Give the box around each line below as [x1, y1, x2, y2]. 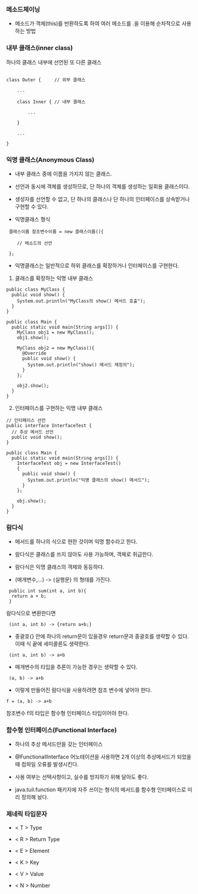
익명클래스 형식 [14, 215, 51, 223]
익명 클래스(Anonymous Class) [6, 155, 95, 164]
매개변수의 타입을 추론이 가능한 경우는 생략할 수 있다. [14, 664, 138, 671]
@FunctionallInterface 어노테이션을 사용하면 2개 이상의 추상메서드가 [14, 753, 176, 760]
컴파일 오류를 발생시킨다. [21, 761, 79, 768]
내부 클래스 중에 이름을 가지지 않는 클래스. [14, 170, 112, 177]
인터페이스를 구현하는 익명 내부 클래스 [14, 404, 103, 411]
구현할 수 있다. [14, 203, 49, 210]
